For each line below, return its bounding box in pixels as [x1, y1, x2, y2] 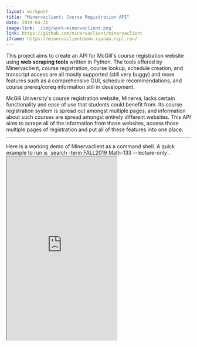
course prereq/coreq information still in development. [6, 84, 135, 90]
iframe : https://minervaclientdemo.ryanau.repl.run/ [6, 36, 138, 42]
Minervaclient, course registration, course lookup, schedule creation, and [6, 65, 184, 71]
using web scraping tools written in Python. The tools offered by [6, 58, 162, 65]
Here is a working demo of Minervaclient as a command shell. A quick [6, 143, 175, 150]
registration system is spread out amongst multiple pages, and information [6, 107, 186, 114]
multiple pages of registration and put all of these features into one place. [6, 126, 184, 133]
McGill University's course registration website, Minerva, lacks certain [6, 95, 175, 102]
